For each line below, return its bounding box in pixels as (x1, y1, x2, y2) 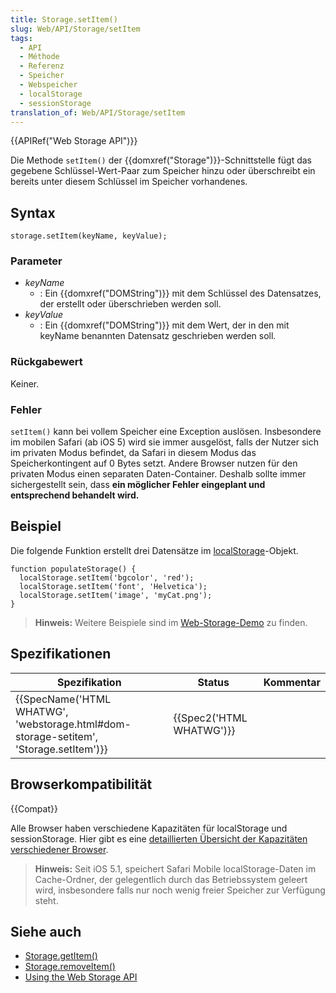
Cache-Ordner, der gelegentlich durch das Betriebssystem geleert (34, 873, 308, 885)
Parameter (10, 254, 63, 268)
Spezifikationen (10, 646, 112, 663)
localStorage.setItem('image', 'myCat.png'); (19, 590, 213, 600)
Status (197, 675, 230, 689)
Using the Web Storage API (24, 971, 138, 983)
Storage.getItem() (24, 950, 98, 962)
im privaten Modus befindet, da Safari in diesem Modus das (10, 447, 257, 459)
